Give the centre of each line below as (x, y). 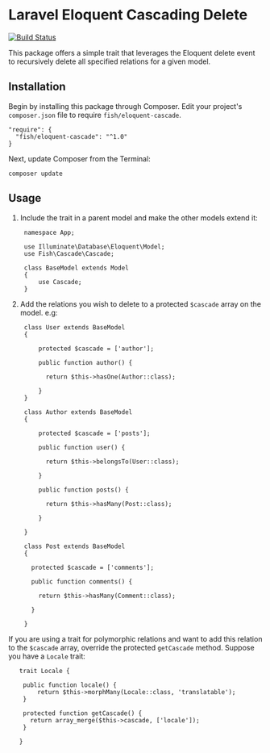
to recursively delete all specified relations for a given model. (110, 61)
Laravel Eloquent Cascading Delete (128, 15)
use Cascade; (60, 282)
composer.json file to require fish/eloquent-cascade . (95, 115)
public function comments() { (82, 581)
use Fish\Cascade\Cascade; (69, 253)
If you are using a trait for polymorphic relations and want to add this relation (135, 638)
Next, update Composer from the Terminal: (79, 158)
